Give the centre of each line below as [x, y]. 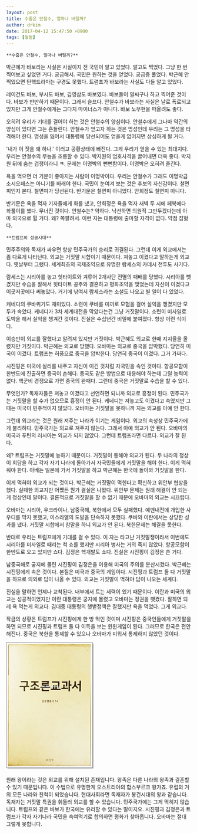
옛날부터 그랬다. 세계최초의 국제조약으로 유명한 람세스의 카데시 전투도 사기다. [102, 264]
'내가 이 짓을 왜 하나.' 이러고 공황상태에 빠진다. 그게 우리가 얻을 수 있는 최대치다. [97, 149]
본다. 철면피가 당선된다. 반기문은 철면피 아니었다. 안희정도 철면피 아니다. [104, 191]
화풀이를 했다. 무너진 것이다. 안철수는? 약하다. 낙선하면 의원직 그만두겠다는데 [94, 211]
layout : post [22, 12]
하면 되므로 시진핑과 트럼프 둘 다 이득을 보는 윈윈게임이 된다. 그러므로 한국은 [93, 627]
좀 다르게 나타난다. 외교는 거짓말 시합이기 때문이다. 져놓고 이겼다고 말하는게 [92, 257]
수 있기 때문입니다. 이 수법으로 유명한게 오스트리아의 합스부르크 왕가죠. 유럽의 [95, 787]
